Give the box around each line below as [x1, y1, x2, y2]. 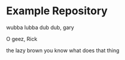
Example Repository [6, 4, 108, 18]
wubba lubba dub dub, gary [6, 24, 74, 31]
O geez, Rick [6, 35, 37, 42]
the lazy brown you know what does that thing [6, 46, 120, 54]
